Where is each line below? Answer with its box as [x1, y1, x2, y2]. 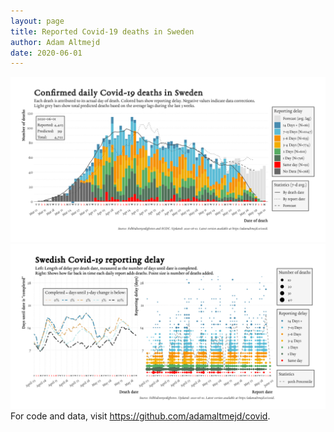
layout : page [10, 16, 65, 26]
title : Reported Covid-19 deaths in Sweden [10, 26, 195, 37]
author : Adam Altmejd [10, 37, 101, 47]
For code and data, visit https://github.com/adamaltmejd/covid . [10, 410, 271, 422]
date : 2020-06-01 [10, 48, 83, 58]
